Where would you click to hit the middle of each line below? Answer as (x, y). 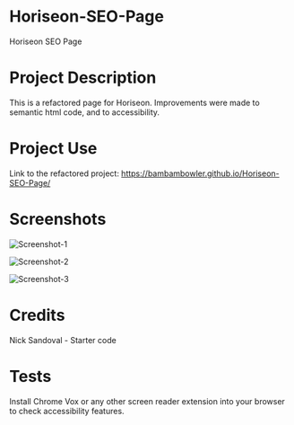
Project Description (83, 78)
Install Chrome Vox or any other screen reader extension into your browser (147, 401)
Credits (37, 315)
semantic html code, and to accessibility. (84, 112)
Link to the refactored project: (64, 173)
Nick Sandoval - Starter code (63, 340)
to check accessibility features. (67, 411)
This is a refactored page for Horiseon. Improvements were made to (134, 102)
